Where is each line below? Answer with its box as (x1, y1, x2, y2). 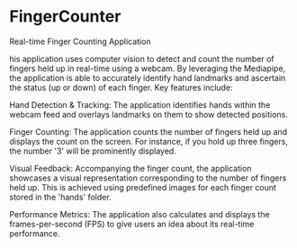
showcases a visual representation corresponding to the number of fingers (9, 173, 287, 183)
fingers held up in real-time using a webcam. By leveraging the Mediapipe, (9, 63, 286, 74)
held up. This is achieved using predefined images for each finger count (9, 182, 277, 192)
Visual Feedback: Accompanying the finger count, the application (9, 163, 252, 173)
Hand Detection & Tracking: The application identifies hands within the (9, 99, 271, 110)
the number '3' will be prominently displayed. (9, 146, 177, 156)
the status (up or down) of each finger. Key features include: (9, 82, 233, 93)
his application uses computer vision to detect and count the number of (9, 53, 274, 64)
